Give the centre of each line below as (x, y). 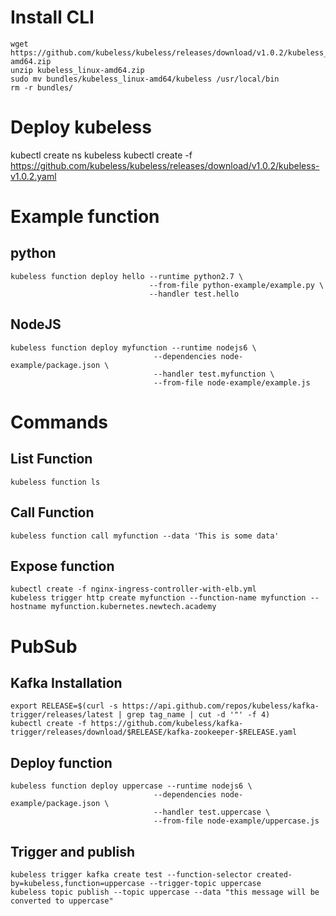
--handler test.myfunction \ (214, 374)
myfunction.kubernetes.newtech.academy (133, 607)
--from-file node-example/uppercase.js (236, 821)
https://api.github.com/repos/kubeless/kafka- (220, 706)
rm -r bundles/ (42, 87)
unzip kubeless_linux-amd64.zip (77, 70)
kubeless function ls (55, 482)
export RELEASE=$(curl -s (64, 706)
